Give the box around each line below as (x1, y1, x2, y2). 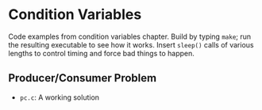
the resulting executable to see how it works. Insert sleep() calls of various (8, 40, 254, 49)
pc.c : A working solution (19, 93, 100, 102)
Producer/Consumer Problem (8, 71, 157, 85)
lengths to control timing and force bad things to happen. (8, 48, 195, 58)
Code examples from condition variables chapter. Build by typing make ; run (8, 32, 252, 41)
